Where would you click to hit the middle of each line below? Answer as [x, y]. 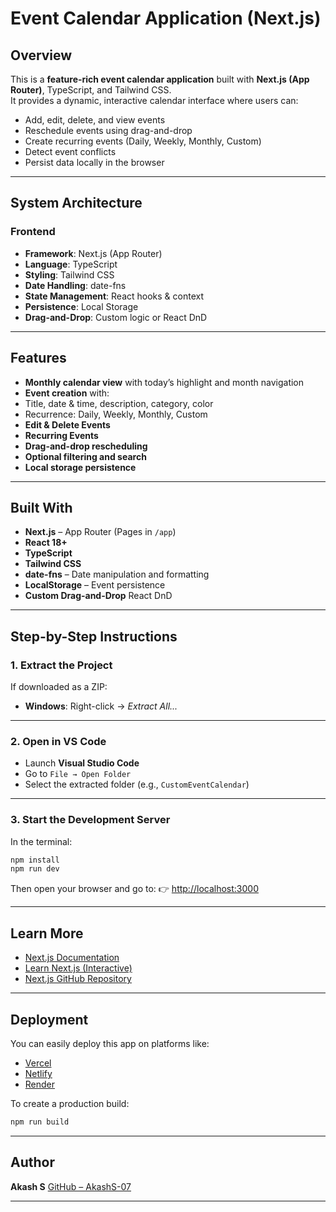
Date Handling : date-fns [75, 285]
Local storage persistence [80, 467]
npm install [35, 860]
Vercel [38, 1063]
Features [38, 358]
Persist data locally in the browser [94, 162]
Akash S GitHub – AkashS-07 [71, 1186]
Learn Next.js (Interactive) [78, 968]
